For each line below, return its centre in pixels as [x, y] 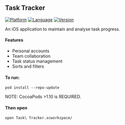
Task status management [37, 61]
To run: [12, 78]
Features [14, 40]
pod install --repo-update [32, 88]
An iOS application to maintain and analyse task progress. [62, 29]
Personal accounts [31, 51]
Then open [16, 108]
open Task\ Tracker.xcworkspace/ [39, 118]
